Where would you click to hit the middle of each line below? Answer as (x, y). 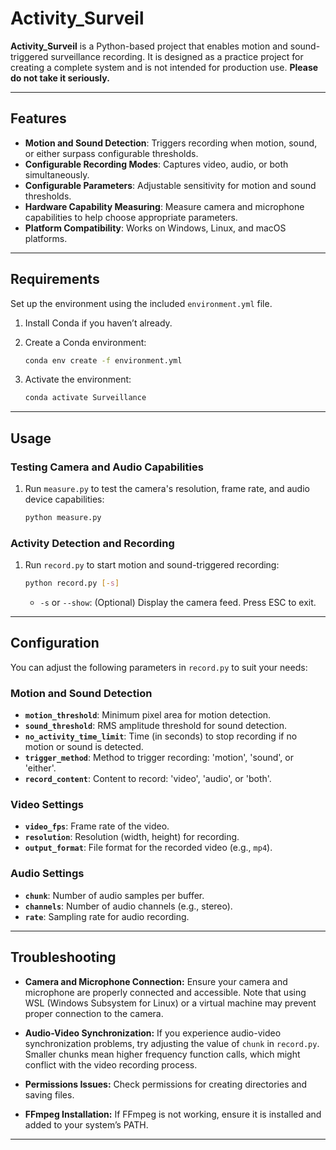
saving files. (49, 1094)
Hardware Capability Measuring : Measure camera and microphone (164, 206)
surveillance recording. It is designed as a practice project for (177, 56)
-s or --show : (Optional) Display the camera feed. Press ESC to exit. (178, 603)
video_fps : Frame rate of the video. (97, 826)
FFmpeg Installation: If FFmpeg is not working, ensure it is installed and (173, 1114)
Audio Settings (47, 874)
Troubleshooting (63, 957)
